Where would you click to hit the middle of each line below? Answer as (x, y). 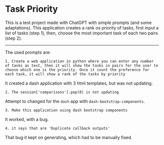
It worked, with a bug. (27, 119)
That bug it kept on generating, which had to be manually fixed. (69, 137)
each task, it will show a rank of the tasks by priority (65, 74)
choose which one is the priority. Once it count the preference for (77, 70)
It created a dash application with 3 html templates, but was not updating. (79, 83)
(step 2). (14, 38)
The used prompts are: (28, 52)
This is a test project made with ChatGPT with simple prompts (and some (79, 23)
